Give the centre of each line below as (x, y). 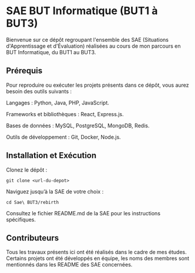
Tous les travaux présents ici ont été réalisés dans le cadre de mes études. (96, 252)
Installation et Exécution (51, 155)
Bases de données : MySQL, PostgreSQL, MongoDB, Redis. (78, 126)
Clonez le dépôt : (27, 170)
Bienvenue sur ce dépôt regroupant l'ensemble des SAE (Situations (88, 40)
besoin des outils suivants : (39, 91)
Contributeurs (33, 238)
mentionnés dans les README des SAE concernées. (69, 265)
